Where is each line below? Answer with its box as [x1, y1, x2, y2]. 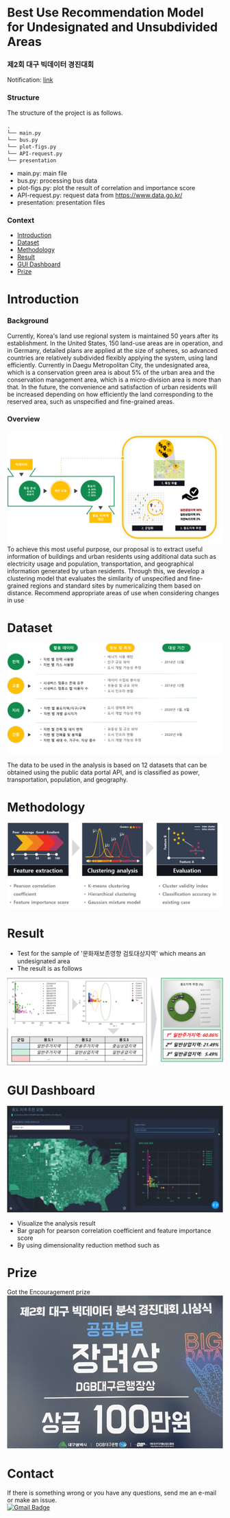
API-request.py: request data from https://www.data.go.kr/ [16, 191, 183, 199]
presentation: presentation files [16, 198, 105, 207]
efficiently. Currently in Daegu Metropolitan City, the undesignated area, [7, 360, 210, 369]
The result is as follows [16, 964, 83, 972]
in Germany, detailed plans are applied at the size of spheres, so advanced [7, 346, 218, 354]
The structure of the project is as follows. [7, 108, 123, 117]
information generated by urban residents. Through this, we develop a [7, 566, 205, 575]
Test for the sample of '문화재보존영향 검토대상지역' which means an [16, 949, 206, 957]
